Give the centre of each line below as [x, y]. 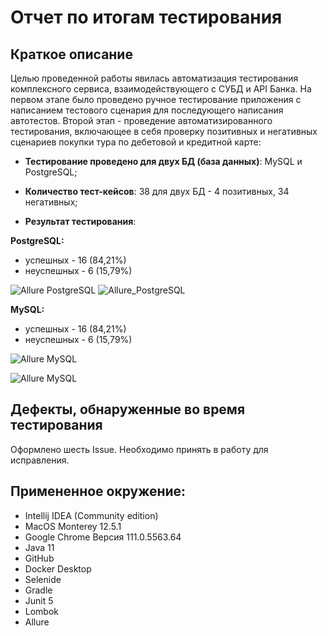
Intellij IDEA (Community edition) [91, 515]
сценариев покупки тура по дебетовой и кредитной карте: [136, 142]
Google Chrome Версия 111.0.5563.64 [103, 537]
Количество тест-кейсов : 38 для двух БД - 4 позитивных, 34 [157, 191]
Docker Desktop [58, 568]
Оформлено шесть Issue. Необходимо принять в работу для [139, 449]
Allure [37, 622]
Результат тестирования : [80, 221]
